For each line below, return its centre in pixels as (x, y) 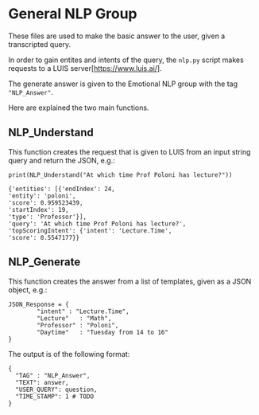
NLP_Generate (44, 262)
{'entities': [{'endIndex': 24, (62, 189)
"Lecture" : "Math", (74, 318)
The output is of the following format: (69, 354)
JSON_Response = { (39, 304)
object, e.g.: (28, 290)
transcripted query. (40, 44)
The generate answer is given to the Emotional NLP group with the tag (123, 84)
